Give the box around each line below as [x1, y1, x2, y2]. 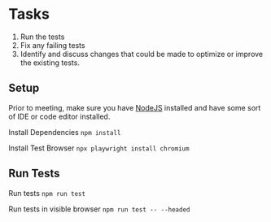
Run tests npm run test [8, 188, 86, 198]
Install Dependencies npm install [8, 127, 121, 137]
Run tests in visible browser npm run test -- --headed [8, 204, 190, 214]
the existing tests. [20, 58, 80, 67]
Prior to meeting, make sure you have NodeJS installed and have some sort [8, 102, 261, 112]
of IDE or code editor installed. [8, 111, 111, 121]
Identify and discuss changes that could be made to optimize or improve [20, 49, 264, 59]
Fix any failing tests [20, 40, 85, 50]
